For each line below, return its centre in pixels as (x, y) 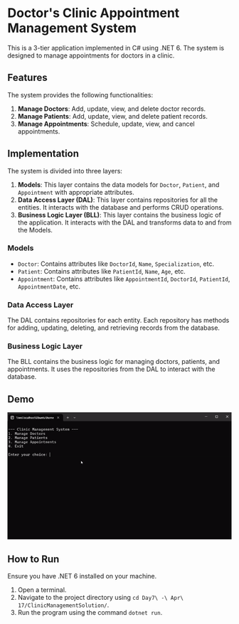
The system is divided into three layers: (65, 171)
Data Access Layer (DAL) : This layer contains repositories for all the (118, 200)
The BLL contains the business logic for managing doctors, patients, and (114, 362)
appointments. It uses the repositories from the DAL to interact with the (111, 369)
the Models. (35, 230)
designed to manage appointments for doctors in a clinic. (91, 55)
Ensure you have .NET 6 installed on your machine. (82, 576)
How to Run (33, 559)
